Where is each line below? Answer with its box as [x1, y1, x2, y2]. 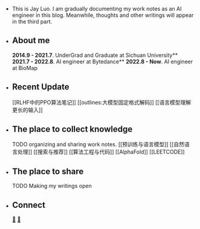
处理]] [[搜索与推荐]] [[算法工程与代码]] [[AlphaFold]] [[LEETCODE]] [17, 148, 185, 156]
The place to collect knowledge [11, 124, 133, 135]
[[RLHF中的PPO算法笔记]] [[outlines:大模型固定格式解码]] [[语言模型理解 [11, 98, 192, 106]
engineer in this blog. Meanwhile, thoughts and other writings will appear [11, 11, 194, 19]
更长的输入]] [11, 106, 44, 114]
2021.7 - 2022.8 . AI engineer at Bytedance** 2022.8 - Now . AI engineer [11, 57, 193, 65]
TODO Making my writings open [11, 182, 92, 190]
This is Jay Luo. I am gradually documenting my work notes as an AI [11, 5, 182, 12]
